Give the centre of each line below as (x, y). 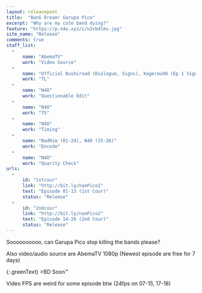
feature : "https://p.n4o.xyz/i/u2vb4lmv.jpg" (64, 29)
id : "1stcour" (40, 180)
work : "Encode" (41, 146)
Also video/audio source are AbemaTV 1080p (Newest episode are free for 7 (101, 253)
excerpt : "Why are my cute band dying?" (58, 23)
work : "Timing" (41, 130)
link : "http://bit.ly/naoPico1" (63, 186)
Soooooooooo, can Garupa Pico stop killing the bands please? (83, 242)
